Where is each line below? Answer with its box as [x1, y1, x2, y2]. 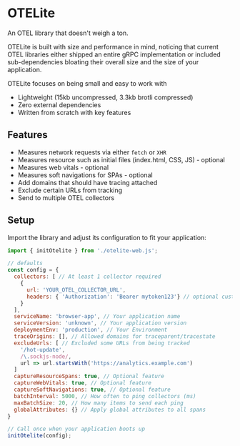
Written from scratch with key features [17, 108, 131, 117]
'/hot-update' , [20, 346, 66, 353]
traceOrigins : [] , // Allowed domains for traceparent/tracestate [14, 333, 216, 340]
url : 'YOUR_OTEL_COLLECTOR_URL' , [26, 286, 126, 294]
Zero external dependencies [17, 100, 101, 109]
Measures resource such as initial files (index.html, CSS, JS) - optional [17, 155, 225, 164]
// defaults [7, 259, 43, 267]
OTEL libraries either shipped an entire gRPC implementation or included [7, 50, 221, 59]
